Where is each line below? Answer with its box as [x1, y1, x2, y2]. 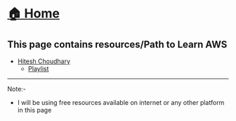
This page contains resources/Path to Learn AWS [7, 38, 228, 50]
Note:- [7, 85, 27, 93]
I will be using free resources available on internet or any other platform [17, 98, 225, 106]
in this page [17, 106, 52, 114]
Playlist [27, 65, 49, 72]
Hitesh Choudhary [17, 57, 71, 65]
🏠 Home [7, 6, 60, 22]
